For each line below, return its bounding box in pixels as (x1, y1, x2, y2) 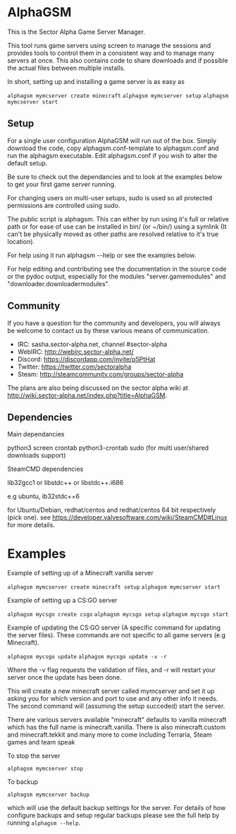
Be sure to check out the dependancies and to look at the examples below (7, 172, 223, 180)
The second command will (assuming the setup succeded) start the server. (7, 702, 225, 711)
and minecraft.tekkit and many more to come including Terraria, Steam (7, 730, 213, 739)
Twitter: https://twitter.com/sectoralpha (17, 362, 132, 371)
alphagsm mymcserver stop (7, 766, 83, 773)
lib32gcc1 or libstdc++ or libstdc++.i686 (7, 479, 124, 487)
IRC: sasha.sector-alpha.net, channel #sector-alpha (17, 340, 168, 348)
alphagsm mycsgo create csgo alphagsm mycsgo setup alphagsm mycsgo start (7, 611, 229, 618)
